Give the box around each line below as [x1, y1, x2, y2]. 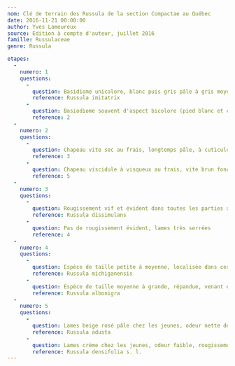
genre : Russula [7, 43, 52, 50]
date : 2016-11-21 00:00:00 [7, 17, 86, 24]
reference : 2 [32, 114, 71, 121]
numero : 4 [20, 244, 49, 251]
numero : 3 [20, 185, 49, 192]
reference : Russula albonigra [32, 290, 120, 297]
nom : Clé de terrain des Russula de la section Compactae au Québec [7, 10, 211, 17]
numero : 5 [20, 302, 49, 310]
